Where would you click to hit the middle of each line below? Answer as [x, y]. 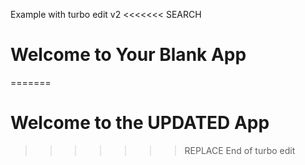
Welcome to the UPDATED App [140, 123]
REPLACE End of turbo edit [240, 150]
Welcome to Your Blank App [128, 55]
